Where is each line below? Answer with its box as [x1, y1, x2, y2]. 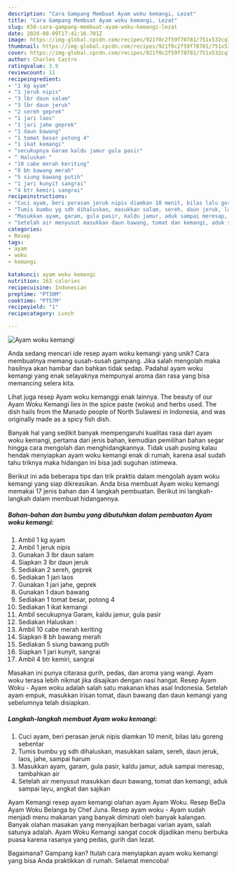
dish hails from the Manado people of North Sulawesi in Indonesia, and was [8, 408, 226, 416]
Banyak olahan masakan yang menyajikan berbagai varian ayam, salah [8, 820, 212, 828]
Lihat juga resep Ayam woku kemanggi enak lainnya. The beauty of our [8, 392, 213, 401]
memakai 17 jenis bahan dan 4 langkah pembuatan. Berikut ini [8, 487, 186, 495]
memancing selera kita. [8, 379, 76, 387]
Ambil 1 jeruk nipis [18, 543, 71, 551]
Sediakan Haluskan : [18, 617, 78, 626]
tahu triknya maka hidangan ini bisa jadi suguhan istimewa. [8, 458, 178, 467]
